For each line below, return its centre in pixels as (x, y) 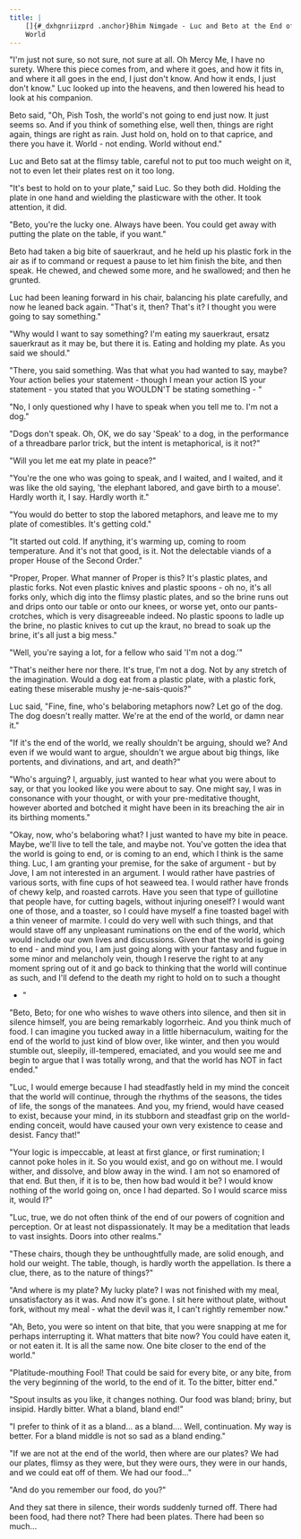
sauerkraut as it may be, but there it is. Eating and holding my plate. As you (147, 344)
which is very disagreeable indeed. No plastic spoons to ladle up (165, 616)
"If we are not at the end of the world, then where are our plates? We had (144, 1454)
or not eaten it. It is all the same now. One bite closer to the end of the (138, 1346)
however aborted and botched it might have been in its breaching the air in (147, 808)
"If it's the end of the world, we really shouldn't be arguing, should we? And (149, 743)
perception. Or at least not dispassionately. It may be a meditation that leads (150, 1227)
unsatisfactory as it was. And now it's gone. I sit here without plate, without (148, 1300)
